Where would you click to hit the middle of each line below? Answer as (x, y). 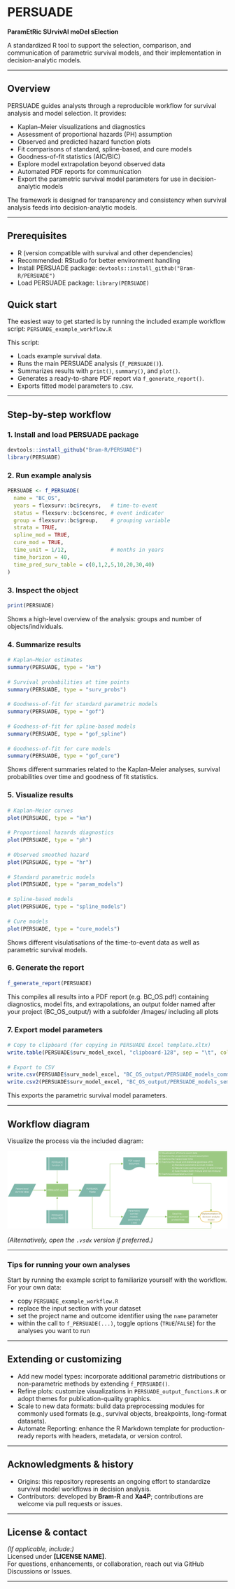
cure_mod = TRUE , (39, 543)
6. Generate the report (46, 968)
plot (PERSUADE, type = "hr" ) (50, 862)
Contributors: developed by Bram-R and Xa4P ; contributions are (111, 1496)
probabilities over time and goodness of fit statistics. (83, 777)
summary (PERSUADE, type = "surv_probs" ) (67, 689)
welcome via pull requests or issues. (70, 1503)
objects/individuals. (35, 626)
